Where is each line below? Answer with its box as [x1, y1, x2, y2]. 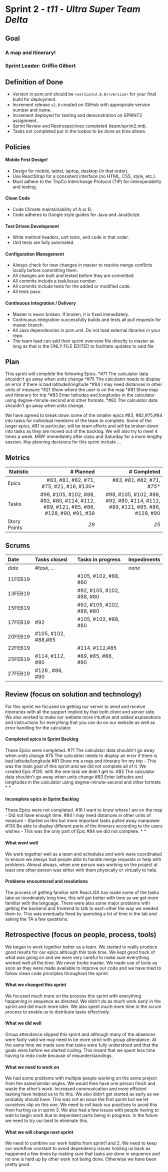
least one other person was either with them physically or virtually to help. [5, 866, 158, 873]
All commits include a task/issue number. [12, 278, 97, 284]
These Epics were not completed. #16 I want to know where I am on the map [5, 807, 162, 813]
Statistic [8, 468, 29, 475]
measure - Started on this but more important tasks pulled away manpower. [5, 817, 161, 823]
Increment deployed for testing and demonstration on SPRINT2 [12, 112, 142, 118]
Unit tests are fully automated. [12, 239, 75, 245]
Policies [5, 142, 31, 151]
